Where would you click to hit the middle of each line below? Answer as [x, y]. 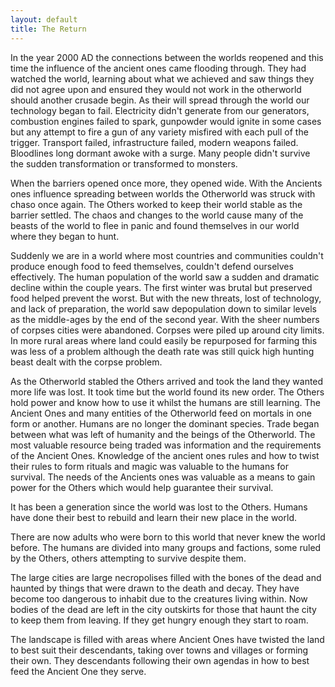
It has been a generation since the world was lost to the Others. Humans [159, 507]
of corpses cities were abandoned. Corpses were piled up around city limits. [167, 330]
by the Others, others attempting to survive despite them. [128, 558]
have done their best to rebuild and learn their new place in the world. [153, 517]
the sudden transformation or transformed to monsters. [124, 163]
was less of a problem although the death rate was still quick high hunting [162, 351]
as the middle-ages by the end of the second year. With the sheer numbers [165, 319]
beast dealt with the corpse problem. [86, 362]
